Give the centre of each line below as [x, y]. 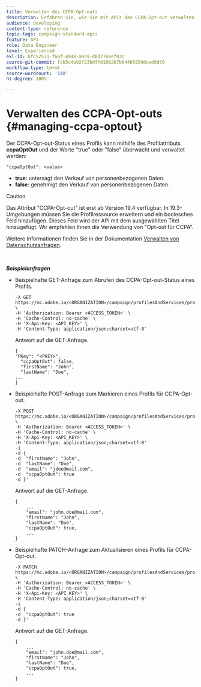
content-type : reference [37, 29]
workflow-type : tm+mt [33, 68]
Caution [16, 197]
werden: [16, 156]
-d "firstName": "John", [47, 459]
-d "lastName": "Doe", [45, 464]
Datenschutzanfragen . [34, 245]
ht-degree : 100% [26, 79]
